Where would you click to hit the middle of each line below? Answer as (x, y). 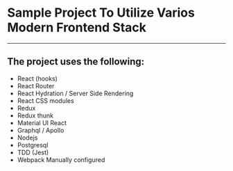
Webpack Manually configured (61, 160)
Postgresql (33, 145)
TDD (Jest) (33, 152)
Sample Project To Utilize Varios (101, 13)
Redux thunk (35, 115)
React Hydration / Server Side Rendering (75, 93)
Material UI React (42, 122)
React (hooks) (37, 79)
